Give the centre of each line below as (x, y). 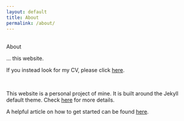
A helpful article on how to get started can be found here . (78, 112)
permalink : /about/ (31, 23)
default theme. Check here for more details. (60, 100)
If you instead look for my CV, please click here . (65, 70)
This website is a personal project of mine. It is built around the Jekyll (93, 94)
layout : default (27, 12)
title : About (23, 18)
